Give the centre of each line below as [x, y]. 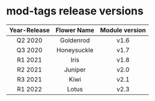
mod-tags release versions [75, 11]
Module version [123, 30]
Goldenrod [75, 40]
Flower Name [75, 30]
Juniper [75, 69]
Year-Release [29, 30]
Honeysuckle [75, 50]
